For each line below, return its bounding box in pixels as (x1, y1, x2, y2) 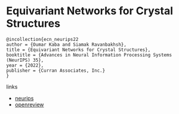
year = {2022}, (6, 62, 44, 68)
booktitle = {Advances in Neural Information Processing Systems (6, 52, 172, 58)
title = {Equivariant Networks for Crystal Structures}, (6, 46, 151, 53)
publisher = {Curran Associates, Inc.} (6, 67, 106, 74)
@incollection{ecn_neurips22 (6, 36, 79, 42)
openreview (14, 101, 44, 108)
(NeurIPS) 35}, (6, 57, 44, 63)
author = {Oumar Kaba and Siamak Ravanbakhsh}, (6, 42, 127, 47)
